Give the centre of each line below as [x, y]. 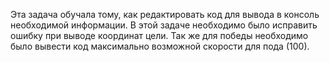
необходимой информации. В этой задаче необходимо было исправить [164, 25]
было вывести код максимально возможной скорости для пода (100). [160, 46]
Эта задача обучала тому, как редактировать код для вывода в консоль [165, 14]
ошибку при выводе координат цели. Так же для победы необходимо [159, 35]
